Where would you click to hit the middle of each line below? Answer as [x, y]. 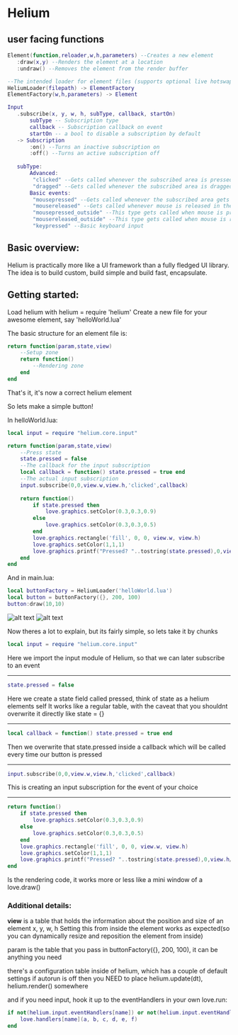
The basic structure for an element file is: [67, 333]
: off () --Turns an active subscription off [95, 154]
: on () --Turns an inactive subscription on [95, 147]
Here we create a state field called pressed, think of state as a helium [108, 699]
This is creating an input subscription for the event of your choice [103, 787]
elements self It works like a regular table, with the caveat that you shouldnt [118, 706]
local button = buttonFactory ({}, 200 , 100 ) [74, 598]
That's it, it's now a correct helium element [70, 392]
